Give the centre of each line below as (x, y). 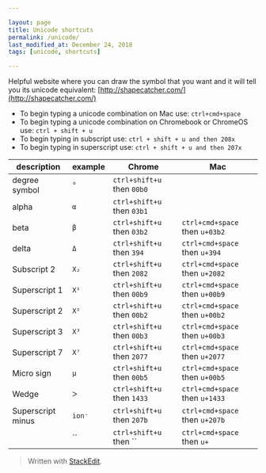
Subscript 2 (34, 269)
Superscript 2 (38, 311)
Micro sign (32, 373)
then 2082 (130, 273)
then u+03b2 (203, 232)
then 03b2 (130, 232)
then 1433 (130, 399)
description (38, 167)
